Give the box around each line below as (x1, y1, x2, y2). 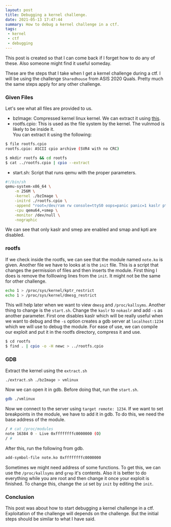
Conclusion (5, 493, 35, 500)
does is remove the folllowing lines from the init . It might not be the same (5, 272, 161, 279)
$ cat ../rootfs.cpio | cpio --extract (5, 160, 90, 165)
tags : (5, 27, 17, 32)
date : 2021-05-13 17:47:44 (5, 17, 63, 22)
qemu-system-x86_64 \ (5, 184, 51, 189)
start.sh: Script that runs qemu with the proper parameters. (12, 169, 136, 175)
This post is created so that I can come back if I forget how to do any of (5, 55, 155, 61)
